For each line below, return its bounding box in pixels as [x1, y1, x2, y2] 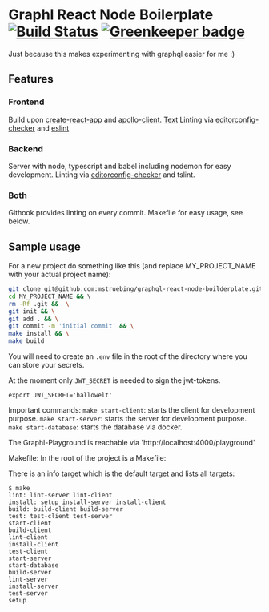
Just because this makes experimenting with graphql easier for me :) [8, 49, 235, 58]
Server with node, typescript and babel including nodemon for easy [8, 161, 231, 171]
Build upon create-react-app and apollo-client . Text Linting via [8, 115, 214, 124]
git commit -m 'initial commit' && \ [8, 322, 134, 330]
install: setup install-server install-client [8, 498, 167, 506]
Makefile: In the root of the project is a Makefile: [8, 453, 167, 463]
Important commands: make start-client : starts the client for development [8, 405, 255, 415]
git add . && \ [8, 315, 59, 323]
